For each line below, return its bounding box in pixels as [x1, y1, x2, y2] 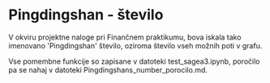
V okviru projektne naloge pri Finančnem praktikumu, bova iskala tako [8, 32, 242, 42]
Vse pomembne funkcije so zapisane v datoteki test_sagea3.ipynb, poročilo [8, 56, 260, 66]
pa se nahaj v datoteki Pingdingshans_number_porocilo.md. [8, 64, 208, 74]
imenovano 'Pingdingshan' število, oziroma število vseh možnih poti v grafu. [8, 40, 263, 50]
